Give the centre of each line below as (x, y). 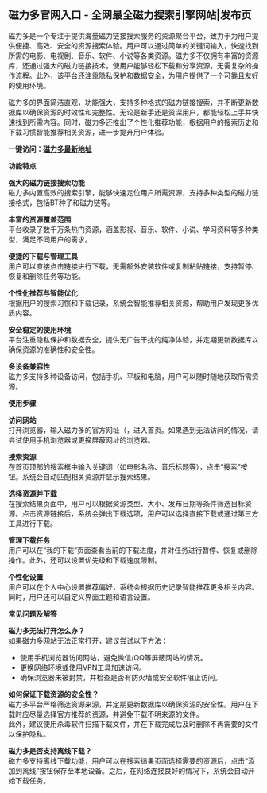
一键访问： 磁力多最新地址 (50, 149)
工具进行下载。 (33, 523)
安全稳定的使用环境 (40, 330)
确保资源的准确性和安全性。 (54, 350)
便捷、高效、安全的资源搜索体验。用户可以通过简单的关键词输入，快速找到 (137, 45)
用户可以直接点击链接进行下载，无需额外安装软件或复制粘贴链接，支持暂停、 (133, 266)
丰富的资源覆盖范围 (40, 219)
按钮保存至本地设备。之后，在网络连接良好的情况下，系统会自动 (144, 771)
